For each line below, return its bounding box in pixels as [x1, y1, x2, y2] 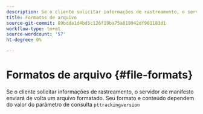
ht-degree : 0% [6, 37, 42, 43]
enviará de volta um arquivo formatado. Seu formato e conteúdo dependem [6, 94, 195, 101]
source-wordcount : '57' [6, 31, 66, 37]
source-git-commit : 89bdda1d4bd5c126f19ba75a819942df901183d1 [6, 20, 166, 26]
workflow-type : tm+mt [6, 25, 61, 32]
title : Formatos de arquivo [6, 14, 77, 21]
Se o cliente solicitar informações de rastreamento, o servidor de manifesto [6, 88, 195, 95]
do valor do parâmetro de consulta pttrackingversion [6, 101, 140, 108]
